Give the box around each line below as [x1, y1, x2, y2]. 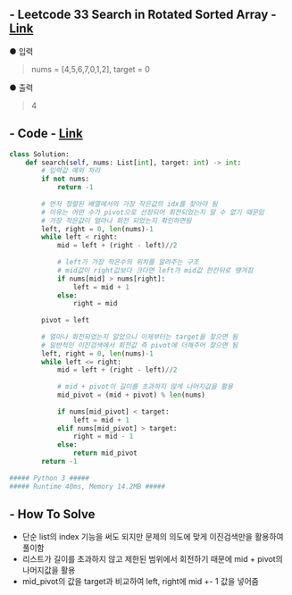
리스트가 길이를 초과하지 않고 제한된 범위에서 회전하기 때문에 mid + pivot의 [21, 554, 283, 565]
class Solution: [9, 149, 70, 159]
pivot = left [41, 316, 90, 325]
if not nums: [41, 174, 90, 184]
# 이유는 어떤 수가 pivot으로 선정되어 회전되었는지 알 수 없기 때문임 [41, 207, 265, 217]
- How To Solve [9, 507, 96, 522]
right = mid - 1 [72, 432, 134, 441]
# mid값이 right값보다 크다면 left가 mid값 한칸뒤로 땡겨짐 [56, 265, 254, 275]
